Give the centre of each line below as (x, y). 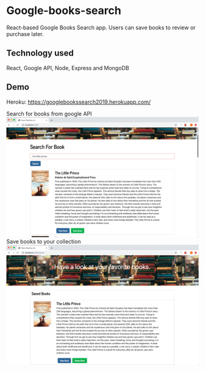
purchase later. (25, 34)
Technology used (40, 53)
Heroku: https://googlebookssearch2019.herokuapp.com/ (79, 102)
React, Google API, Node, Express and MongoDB (68, 68)
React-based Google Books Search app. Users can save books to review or (101, 27)
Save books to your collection (44, 241)
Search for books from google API (49, 113)
